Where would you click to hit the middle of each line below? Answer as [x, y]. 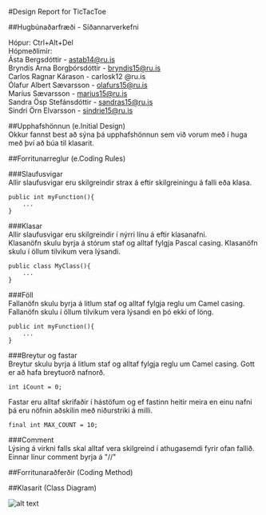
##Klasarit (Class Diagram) [53, 488]
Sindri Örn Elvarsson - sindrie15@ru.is [71, 110]
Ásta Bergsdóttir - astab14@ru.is [62, 60]
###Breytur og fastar [43, 355]
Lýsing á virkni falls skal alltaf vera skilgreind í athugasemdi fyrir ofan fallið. [131, 448]
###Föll [21, 295]
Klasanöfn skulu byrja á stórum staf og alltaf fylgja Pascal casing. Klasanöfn [133, 243]
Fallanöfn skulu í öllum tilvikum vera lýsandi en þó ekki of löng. [111, 312]
